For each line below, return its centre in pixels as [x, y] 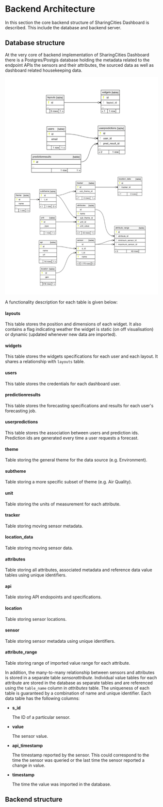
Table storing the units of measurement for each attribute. [63, 504]
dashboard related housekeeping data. [44, 70]
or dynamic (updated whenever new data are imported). [61, 334]
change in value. [29, 766]
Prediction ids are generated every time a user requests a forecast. [72, 438]
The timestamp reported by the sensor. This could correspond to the [81, 755]
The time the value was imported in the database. [62, 784]
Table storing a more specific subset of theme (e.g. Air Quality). [69, 482]
